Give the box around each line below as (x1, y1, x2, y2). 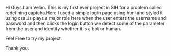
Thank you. (5, 45, 29, 51)
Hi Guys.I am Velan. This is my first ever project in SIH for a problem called (5, 5, 162, 10)
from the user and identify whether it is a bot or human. (5, 26, 121, 32)
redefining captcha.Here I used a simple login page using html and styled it (5, 10, 163, 16)
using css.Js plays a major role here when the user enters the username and (5, 15, 166, 21)
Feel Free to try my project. (5, 35, 62, 41)
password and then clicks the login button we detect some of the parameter (5, 20, 165, 26)
